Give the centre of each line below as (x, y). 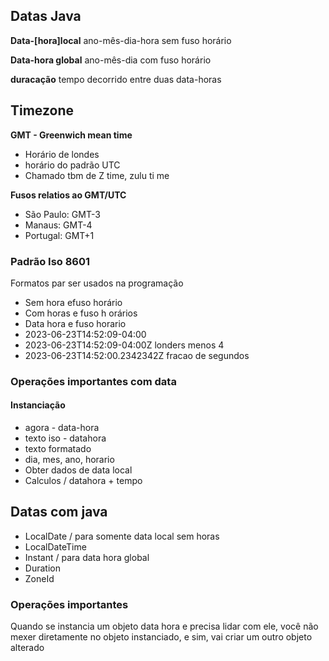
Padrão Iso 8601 (50, 261)
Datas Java (46, 16)
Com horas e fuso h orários (81, 313)
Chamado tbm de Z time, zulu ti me (97, 175)
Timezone (42, 110)
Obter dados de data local (78, 470)
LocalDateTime (55, 546)
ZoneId (39, 578)
